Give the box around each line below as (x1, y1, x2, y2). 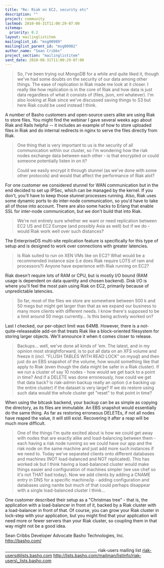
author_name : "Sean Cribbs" (5, 48, 63, 53)
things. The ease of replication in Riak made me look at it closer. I (17, 82, 149, 88)
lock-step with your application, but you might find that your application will (5, 512, 157, 519)
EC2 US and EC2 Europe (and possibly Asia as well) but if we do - (17, 223, 150, 229)
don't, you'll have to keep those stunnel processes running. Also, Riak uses (5, 193, 157, 199)
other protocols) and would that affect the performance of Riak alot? (17, 173, 155, 179)
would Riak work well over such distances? (17, 228, 104, 234)
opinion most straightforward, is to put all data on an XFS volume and (17, 348, 157, 354)
